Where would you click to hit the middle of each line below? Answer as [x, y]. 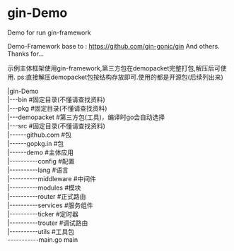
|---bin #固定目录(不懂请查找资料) [57, 99]
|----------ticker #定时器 [43, 214]
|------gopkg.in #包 [36, 143]
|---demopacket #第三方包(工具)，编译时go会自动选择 [86, 117]
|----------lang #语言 [38, 170]
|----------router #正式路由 [47, 196]
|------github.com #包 [40, 135]
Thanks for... [26, 54]
